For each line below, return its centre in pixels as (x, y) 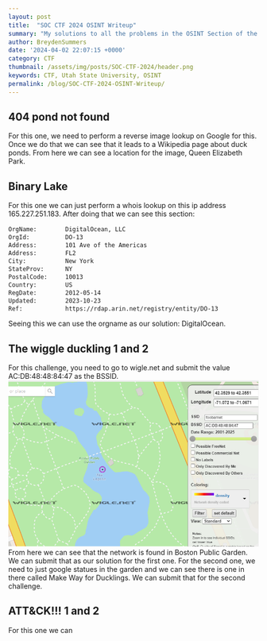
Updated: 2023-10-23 (55, 301)
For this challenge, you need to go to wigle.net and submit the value (119, 368)
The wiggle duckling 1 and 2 (79, 348)
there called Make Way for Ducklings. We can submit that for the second (127, 577)
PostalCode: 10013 (46, 277)
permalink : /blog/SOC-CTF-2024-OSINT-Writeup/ (87, 83)
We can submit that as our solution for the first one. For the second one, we (132, 561)
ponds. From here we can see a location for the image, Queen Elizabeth (126, 153)
